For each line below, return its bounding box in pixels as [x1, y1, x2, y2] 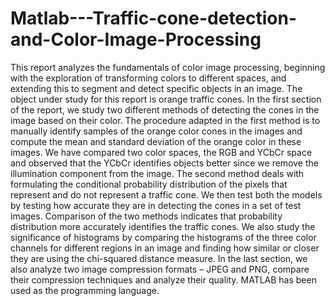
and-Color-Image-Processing [10, 28, 262, 51]
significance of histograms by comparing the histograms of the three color [10, 231, 317, 243]
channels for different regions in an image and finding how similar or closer [10, 242, 320, 254]
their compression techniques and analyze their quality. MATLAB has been [10, 273, 317, 286]
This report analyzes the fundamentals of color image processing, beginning [10, 61, 326, 73]
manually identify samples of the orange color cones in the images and [10, 125, 303, 137]
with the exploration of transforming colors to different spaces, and [10, 72, 287, 84]
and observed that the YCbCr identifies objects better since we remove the [10, 157, 319, 169]
